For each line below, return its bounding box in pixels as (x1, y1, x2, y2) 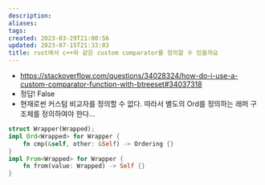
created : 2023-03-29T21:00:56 (8, 34, 110, 42)
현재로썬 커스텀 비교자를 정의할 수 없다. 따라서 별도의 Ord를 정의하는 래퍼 (19, 99, 249, 108)
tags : (8, 26, 26, 34)
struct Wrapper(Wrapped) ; (8, 125, 95, 133)
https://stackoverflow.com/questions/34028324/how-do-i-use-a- (19, 71, 238, 80)
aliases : (8, 19, 38, 27)
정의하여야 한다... (41, 109, 96, 119)
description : (8, 11, 52, 20)
